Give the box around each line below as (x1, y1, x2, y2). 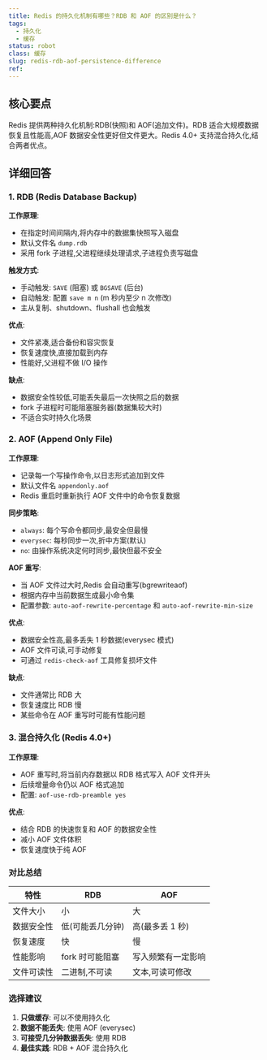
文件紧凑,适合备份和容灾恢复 (19, 338, 115, 348)
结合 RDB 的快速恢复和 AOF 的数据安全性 (19, 824, 157, 833)
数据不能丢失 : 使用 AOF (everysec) (19, 1023, 136, 1032)
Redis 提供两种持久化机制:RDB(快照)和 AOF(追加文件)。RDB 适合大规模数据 (8, 119, 260, 130)
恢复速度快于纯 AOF (19, 844, 87, 854)
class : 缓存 (8, 50, 46, 58)
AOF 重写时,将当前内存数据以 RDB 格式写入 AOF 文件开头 (19, 769, 211, 779)
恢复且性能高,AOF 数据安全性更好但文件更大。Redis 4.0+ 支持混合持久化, (8, 130, 252, 140)
